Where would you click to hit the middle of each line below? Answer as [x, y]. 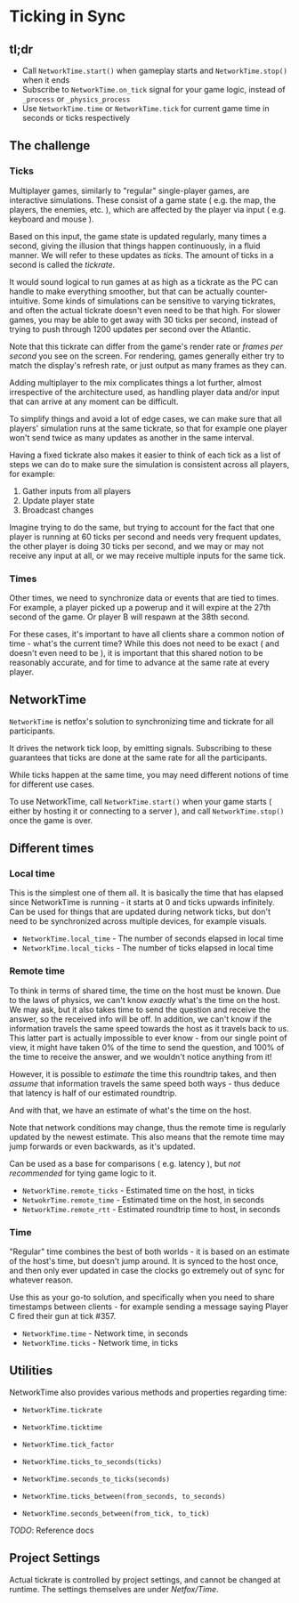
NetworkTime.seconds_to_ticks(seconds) [96, 1479]
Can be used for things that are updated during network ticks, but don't [140, 912]
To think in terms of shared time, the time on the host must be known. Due [145, 991]
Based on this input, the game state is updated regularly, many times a [138, 236]
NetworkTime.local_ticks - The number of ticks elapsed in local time [148, 948]
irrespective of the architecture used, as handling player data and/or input [145, 392]
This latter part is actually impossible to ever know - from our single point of [148, 1038]
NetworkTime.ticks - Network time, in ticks [100, 1343]
